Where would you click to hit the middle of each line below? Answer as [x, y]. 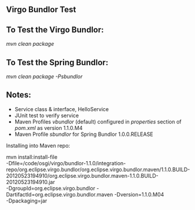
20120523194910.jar [31, 182]
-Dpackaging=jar [27, 201]
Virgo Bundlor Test [41, 10]
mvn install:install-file [32, 157]
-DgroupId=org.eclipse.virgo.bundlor [51, 188]
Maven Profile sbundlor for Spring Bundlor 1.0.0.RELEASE [84, 134]
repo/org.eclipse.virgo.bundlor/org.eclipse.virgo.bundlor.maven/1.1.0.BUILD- [98, 169]
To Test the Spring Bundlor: [57, 62]
